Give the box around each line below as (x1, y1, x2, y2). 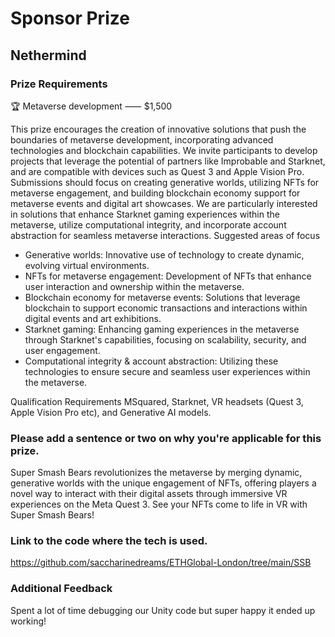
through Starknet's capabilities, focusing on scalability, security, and (24, 333, 307, 346)
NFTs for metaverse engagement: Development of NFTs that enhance (24, 270, 312, 282)
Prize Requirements (10, 77, 108, 91)
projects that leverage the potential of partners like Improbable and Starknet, (10, 155, 326, 167)
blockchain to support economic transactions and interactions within (24, 302, 308, 314)
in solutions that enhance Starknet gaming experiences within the (10, 208, 280, 220)
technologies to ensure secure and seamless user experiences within (24, 365, 311, 377)
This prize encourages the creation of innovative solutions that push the (10, 123, 307, 135)
